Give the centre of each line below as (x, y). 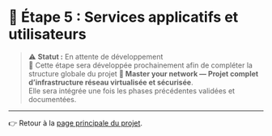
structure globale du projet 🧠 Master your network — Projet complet (143, 73)
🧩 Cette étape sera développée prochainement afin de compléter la (140, 65)
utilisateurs (47, 34)
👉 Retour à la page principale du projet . (76, 123)
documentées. (52, 99)
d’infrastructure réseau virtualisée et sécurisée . (110, 82)
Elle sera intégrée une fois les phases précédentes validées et (132, 91)
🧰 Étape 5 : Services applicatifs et (123, 17)
